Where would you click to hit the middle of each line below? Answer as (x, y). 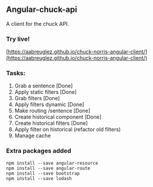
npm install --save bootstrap (43, 173)
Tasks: (16, 73)
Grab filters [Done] (37, 98)
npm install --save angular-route (48, 168)
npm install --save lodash (39, 178)
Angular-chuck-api (42, 10)
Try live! (18, 39)
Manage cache (33, 136)
